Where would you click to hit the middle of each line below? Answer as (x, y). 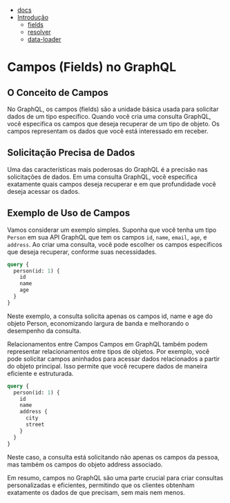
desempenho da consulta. (44, 331)
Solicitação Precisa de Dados (71, 153)
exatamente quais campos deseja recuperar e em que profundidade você (112, 184)
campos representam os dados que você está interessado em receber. (108, 131)
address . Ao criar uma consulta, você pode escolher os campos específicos (115, 244)
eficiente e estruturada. (40, 373)
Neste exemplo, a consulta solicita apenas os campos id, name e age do (110, 316)
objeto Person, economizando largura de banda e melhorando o (98, 323)
